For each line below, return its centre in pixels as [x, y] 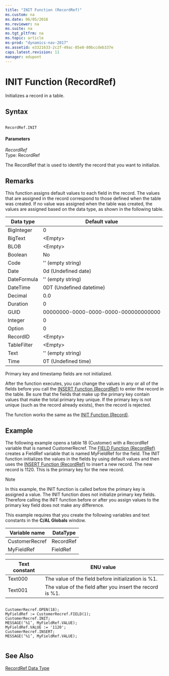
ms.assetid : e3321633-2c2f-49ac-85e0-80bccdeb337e [59, 47]
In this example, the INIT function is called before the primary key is [75, 489]
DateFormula [23, 279]
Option [16, 328]
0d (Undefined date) [67, 271]
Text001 [18, 590]
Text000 [18, 579]
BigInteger [20, 230]
